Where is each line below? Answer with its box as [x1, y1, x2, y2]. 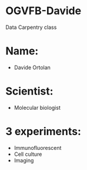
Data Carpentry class [5, 24, 57, 31]
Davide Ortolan [14, 64, 51, 71]
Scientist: [5, 84, 53, 98]
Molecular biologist [14, 104, 61, 111]
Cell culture [14, 151, 42, 158]
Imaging [14, 156, 34, 164]
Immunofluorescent [14, 144, 62, 151]
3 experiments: [5, 125, 82, 138]
